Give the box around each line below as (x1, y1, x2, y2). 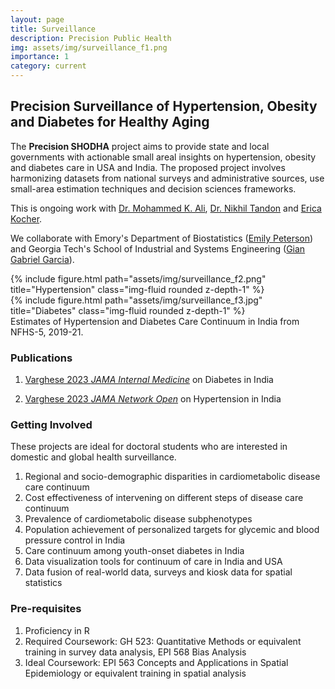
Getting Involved (10, 418, 93, 432)
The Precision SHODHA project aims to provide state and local (10, 140, 270, 152)
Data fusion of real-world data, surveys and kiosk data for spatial (24, 566, 293, 578)
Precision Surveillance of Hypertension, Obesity (10, 98, 318, 115)
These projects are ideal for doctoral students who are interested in (10, 441, 288, 453)
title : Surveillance (10, 24, 97, 34)
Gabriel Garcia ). (10, 253, 75, 265)
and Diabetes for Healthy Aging (10, 114, 210, 131)
